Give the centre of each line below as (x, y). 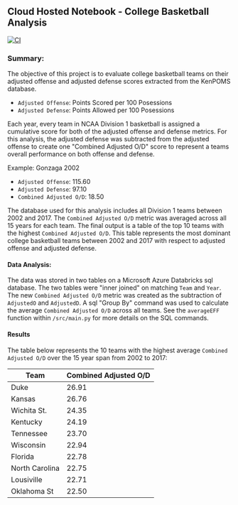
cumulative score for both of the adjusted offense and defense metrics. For (117, 131)
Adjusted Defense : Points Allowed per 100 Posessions (96, 110)
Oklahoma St (32, 491)
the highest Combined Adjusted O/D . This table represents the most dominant (119, 233)
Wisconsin (28, 445)
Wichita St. (29, 410)
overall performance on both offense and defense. (81, 154)
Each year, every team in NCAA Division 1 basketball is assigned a (104, 124)
